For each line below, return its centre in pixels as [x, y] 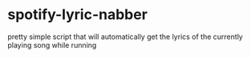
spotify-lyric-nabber [77, 15]
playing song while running [52, 44]
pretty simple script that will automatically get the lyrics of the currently [125, 37]
